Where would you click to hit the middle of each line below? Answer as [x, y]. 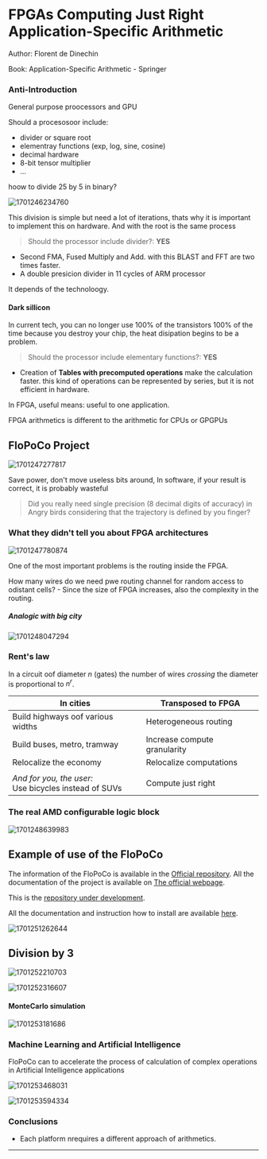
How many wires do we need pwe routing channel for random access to [126, 581]
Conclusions [33, 1121]
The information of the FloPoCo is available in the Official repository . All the [131, 874]
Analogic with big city [45, 616]
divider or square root [55, 138]
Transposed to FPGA [200, 704]
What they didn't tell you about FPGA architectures [108, 533]
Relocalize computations [192, 762]
